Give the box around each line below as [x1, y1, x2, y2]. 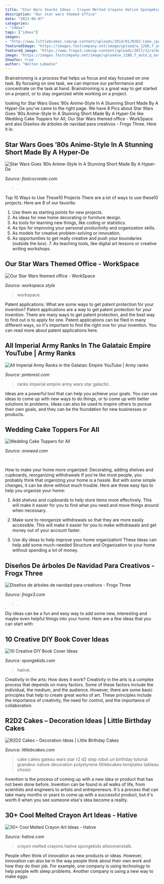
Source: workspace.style [5, 282, 55, 288]
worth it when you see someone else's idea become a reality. [5, 797, 128, 803]
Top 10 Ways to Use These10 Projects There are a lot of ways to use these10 [5, 194, 159, 201]
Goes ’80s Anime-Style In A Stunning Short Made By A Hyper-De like [5, 111, 144, 116]
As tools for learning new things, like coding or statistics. [12, 220, 126, 226]
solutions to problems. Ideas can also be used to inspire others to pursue [5, 401, 152, 407]
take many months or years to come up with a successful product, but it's [5, 792, 153, 797]
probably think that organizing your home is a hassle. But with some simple [5, 477, 156, 483]
